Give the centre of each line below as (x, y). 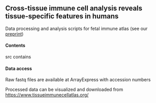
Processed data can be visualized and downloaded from (64, 90)
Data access (19, 68)
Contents (15, 46)
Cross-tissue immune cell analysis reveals (74, 8)
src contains (18, 57)
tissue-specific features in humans (62, 16)
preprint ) (14, 34)
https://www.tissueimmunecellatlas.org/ (47, 95)
